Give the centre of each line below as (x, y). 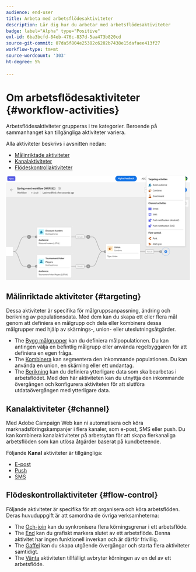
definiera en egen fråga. (43, 353)
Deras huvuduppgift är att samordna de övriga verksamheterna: (83, 515)
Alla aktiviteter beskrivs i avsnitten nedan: (56, 144)
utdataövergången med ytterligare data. (62, 391)
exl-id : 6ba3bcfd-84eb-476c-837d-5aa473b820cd (64, 37)
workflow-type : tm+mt (32, 50)
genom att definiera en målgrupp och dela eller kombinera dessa (84, 323)
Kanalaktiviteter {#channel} (58, 409)
